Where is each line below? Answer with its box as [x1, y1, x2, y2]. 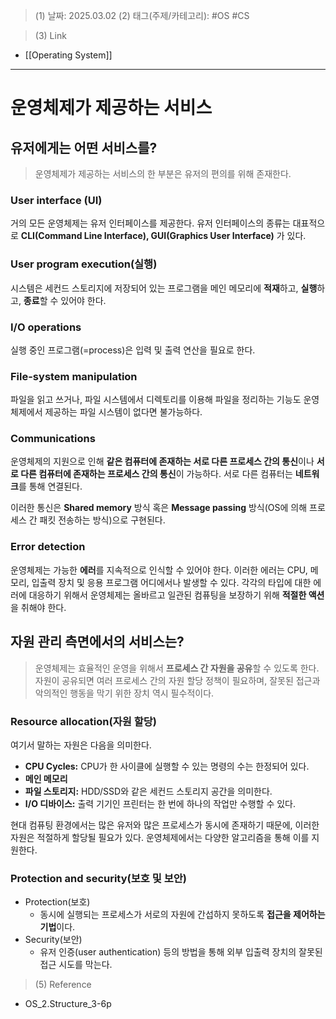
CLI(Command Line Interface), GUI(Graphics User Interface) [20, 230, 275, 242]
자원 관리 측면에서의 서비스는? [10, 634, 185, 651]
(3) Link [34, 30, 67, 41]
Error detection [10, 540, 86, 554]
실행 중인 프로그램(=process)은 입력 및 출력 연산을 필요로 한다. [10, 344, 256, 356]
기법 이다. [39, 921, 76, 933]
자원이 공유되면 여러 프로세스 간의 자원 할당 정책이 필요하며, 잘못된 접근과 [34, 674, 321, 686]
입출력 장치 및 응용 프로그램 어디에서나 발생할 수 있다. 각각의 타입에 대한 [31, 576, 312, 588]
